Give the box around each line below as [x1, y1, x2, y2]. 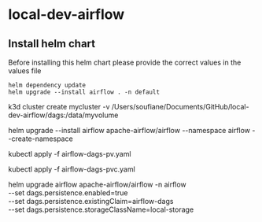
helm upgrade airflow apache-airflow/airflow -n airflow [8, 179, 186, 189]
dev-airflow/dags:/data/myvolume [8, 110, 119, 120]
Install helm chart [8, 37, 96, 50]
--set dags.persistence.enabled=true [8, 188, 128, 198]
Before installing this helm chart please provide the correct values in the [8, 57, 242, 67]
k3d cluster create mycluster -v [8, 102, 110, 111]
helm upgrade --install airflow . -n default [8, 88, 160, 96]
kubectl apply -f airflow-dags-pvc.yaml [8, 165, 135, 174]
